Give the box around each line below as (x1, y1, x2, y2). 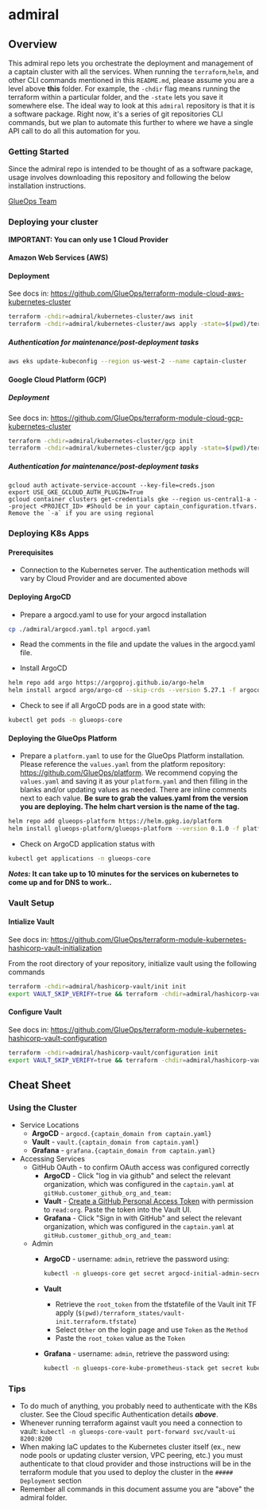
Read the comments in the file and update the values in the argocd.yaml (19, 639, 256, 649)
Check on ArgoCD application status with (19, 839, 155, 849)
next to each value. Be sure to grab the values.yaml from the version (19, 793, 249, 803)
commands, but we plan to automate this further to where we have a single (8, 118, 253, 127)
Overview (8, 37, 58, 51)
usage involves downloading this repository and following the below (8, 173, 230, 183)
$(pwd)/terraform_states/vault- (78, 1310, 185, 1318)
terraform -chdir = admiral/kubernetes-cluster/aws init (8, 312, 194, 320)
